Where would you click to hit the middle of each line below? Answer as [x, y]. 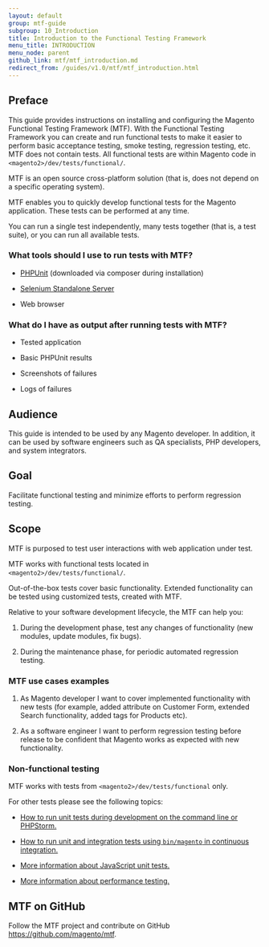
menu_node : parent [39, 53]
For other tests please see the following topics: [86, 802]
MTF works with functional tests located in [79, 563]
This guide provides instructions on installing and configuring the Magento [131, 120]
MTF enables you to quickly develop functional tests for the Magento [122, 202]
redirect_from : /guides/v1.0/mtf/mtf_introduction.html [104, 68]
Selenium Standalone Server [67, 288]
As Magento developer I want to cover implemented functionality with [135, 698]
